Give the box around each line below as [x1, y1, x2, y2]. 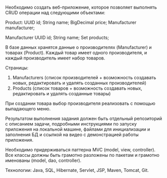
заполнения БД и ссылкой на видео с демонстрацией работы [5, 132, 139, 138]
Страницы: [5, 65, 29, 71]
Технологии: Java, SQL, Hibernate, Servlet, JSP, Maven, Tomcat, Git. [5, 167, 149, 173]
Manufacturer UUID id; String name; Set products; [5, 35, 109, 40]
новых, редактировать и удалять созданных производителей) [12, 80, 147, 86]
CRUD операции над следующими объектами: [5, 10, 105, 16]
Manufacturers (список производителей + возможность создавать [12, 75, 156, 80]
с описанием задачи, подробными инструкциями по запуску [5, 121, 137, 127]
